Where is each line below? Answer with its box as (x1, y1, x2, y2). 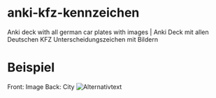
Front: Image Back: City (7, 82, 75, 91)
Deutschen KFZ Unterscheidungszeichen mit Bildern (7, 35, 159, 43)
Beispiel (7, 60, 55, 76)
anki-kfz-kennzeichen (7, 5, 140, 21)
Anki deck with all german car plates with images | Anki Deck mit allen (7, 28, 209, 36)
